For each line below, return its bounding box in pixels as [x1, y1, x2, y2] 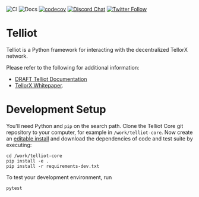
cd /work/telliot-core [6, 152, 62, 159]
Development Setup [6, 103, 106, 116]
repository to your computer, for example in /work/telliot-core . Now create [6, 129, 193, 136]
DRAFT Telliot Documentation [14, 75, 87, 83]
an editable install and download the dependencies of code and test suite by [6, 135, 193, 142]
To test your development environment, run [6, 173, 112, 181]
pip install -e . [6, 158, 49, 164]
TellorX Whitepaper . [14, 82, 64, 89]
